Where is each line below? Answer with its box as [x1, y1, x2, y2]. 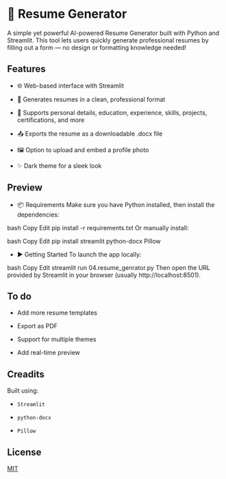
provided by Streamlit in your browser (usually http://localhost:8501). [7, 271, 201, 279]
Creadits [7, 368, 45, 380]
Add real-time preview [16, 349, 81, 357]
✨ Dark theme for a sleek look [16, 161, 102, 170]
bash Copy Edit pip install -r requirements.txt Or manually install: [7, 223, 189, 232]
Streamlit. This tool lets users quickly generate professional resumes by [7, 36, 209, 44]
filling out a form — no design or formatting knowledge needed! [7, 43, 187, 51]
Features [7, 63, 46, 75]
